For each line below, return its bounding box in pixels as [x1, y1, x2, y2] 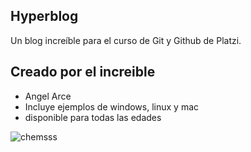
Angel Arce [24, 90, 72, 102]
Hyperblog [10, 8, 79, 25]
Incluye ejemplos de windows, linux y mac [24, 100, 200, 113]
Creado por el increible [10, 64, 156, 81]
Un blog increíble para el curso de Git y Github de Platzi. [10, 34, 242, 46]
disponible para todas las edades [24, 111, 162, 123]
